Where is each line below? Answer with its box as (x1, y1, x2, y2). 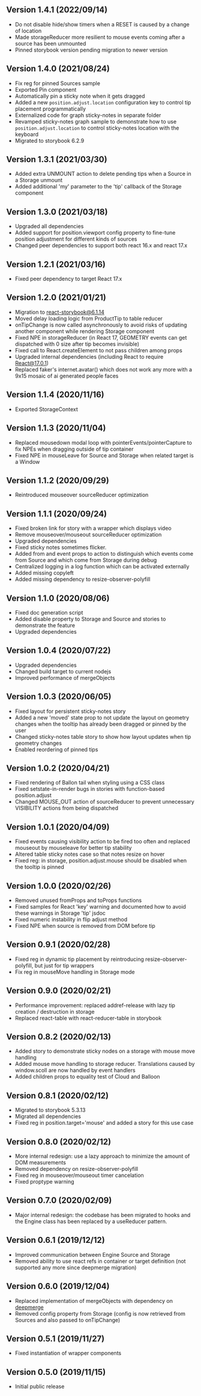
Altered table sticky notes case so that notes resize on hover (14, 850, 165, 858)
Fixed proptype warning (14, 1178, 74, 1185)
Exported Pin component (14, 86, 77, 93)
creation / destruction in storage (14, 1008, 95, 1015)
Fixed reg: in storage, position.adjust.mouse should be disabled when (14, 857, 187, 864)
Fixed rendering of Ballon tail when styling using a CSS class (14, 779, 165, 786)
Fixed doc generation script (14, 609, 83, 616)
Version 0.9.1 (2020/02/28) (6, 939, 111, 950)
